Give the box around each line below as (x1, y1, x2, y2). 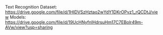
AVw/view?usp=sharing (5, 24, 53, 30)
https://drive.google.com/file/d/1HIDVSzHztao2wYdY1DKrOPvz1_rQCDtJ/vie (5, 9, 158, 15)
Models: (9, 14, 26, 20)
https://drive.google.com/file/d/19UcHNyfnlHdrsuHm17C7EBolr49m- (5, 19, 143, 25)
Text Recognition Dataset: (5, 4, 57, 10)
